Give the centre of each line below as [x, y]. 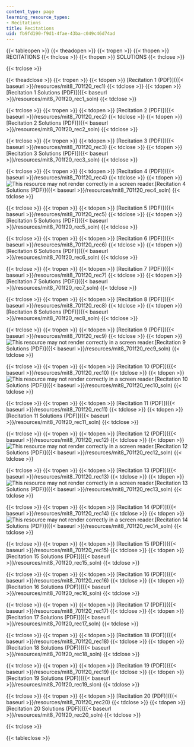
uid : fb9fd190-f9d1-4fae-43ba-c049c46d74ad [61, 34]
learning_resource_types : [38, 17]
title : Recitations [30, 28]
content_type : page [30, 12]
